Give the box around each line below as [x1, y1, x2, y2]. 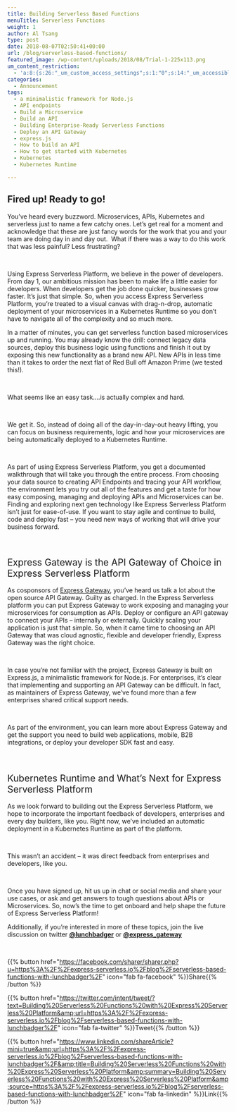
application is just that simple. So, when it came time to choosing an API [7, 623, 216, 632]
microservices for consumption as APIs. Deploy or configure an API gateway [7, 609, 229, 617]
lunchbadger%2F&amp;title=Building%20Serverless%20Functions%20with [7, 1060, 226, 1068]
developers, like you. [7, 860, 67, 868]
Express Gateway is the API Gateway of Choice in [7, 556, 222, 568]
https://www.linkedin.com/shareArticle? [59, 1037, 174, 1046]
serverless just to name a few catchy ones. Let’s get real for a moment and [7, 219, 223, 228]
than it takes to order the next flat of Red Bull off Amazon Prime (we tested [7, 358, 223, 367]
